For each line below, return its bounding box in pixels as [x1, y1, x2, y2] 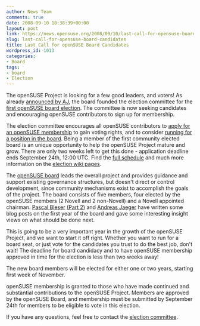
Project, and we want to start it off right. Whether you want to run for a [6, 234, 179, 242]
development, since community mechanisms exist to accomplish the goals [6, 184, 189, 192]
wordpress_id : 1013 [6, 48, 55, 54]
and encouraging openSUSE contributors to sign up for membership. [6, 111, 174, 118]
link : [6, 31, 20, 37]
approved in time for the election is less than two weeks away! [6, 253, 159, 260]
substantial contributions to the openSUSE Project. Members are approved [6, 289, 189, 296]
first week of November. [6, 271, 65, 278]
